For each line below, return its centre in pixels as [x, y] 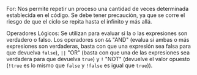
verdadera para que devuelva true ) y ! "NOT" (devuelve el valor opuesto [98, 59]
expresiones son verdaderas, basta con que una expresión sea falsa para [99, 46]
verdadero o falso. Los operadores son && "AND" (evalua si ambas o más [98, 40]
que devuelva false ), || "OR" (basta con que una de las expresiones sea [98, 53]
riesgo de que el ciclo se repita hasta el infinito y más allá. [79, 21]
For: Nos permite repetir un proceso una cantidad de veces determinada [98, 9]
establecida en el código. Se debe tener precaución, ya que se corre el [96, 15]
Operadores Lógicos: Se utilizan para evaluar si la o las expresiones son [97, 33]
